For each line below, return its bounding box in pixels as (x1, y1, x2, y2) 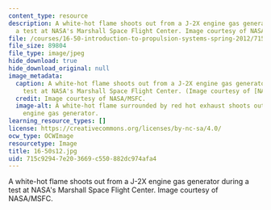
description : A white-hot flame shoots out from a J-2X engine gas (8, 19, 240, 27)
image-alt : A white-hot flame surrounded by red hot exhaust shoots (15, 102, 251, 110)
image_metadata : (8, 72, 63, 80)
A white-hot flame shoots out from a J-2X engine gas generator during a (8, 177, 249, 187)
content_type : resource (8, 11, 89, 20)
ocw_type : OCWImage (8, 132, 74, 140)
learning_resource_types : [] (8, 117, 106, 125)
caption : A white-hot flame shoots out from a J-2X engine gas (15, 79, 232, 87)
